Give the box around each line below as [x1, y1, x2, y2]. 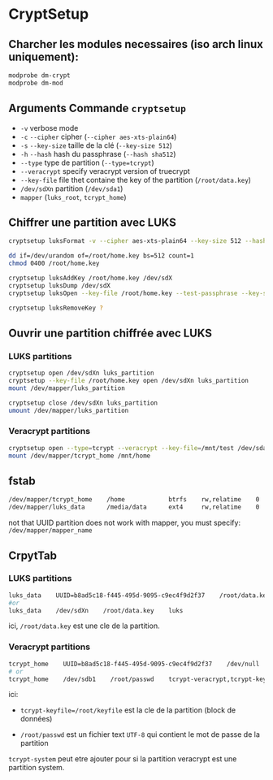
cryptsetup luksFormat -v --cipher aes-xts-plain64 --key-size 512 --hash [8, 237, 267, 245]
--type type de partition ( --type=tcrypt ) [19, 158, 154, 167]
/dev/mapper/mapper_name [8, 526, 93, 535]
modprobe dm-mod [8, 79, 63, 87]
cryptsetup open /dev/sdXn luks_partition [8, 369, 154, 378]
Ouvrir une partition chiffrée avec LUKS [8, 326, 213, 340]
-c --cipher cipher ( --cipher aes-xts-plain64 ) [19, 132, 177, 141]
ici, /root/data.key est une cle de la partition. [8, 621, 160, 630]
